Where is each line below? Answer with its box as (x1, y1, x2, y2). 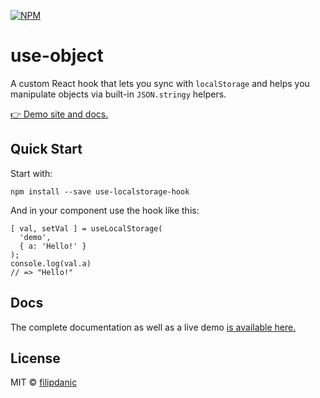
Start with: (10, 167, 53, 179)
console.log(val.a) (10, 258, 92, 269)
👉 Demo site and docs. (10, 108, 109, 120)
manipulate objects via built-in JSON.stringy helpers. (10, 88, 227, 100)
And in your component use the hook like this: (10, 204, 200, 216)
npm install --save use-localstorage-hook (10, 186, 190, 197)
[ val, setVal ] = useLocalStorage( (10, 223, 163, 234)
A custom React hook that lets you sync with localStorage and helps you (10, 77, 310, 89)
